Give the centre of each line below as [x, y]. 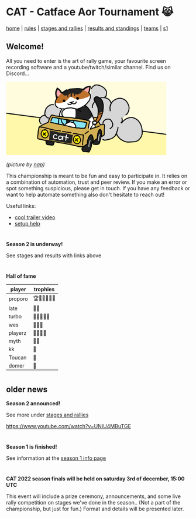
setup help [27, 223]
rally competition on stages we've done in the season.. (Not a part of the [93, 503]
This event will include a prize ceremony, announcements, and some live [94, 496]
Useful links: [21, 206]
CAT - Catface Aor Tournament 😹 [90, 12]
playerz [18, 333]
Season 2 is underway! [35, 244]
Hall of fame [21, 276]
